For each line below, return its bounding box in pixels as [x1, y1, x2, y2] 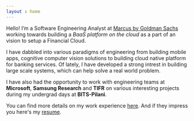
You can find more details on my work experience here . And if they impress [6, 102, 188, 109]
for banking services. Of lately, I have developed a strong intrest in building [6, 61, 188, 68]
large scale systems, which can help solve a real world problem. [6, 67, 161, 74]
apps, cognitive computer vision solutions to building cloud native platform [6, 54, 186, 61]
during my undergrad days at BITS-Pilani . [6, 91, 107, 98]
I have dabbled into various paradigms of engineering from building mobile [6, 48, 186, 56]
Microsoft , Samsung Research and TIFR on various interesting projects [6, 84, 180, 91]
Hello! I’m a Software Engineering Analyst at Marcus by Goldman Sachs [6, 25, 179, 32]
